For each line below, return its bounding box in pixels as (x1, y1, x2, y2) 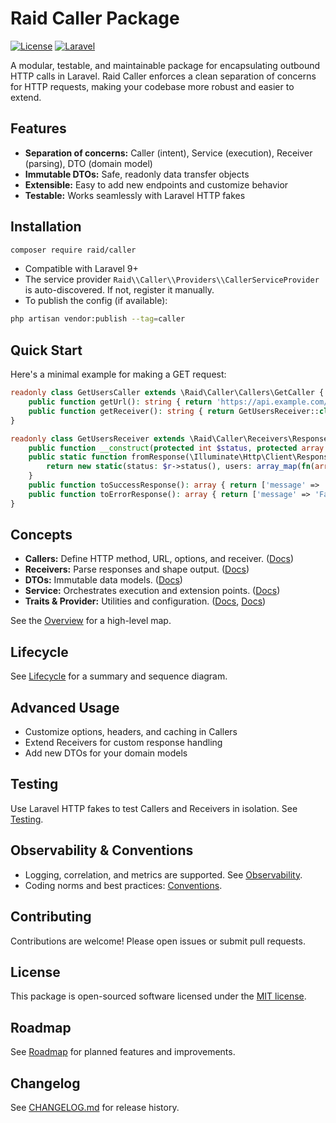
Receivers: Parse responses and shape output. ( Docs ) (24, 563, 250, 576)
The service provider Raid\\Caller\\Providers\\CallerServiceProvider (24, 273, 320, 286)
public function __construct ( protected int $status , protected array (28, 443, 325, 453)
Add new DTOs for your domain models (24, 747, 188, 759)
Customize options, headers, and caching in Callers (24, 726, 238, 738)
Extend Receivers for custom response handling (24, 737, 223, 749)
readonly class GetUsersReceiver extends (10, 433, 186, 444)
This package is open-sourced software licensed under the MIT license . (10, 990, 307, 1002)
